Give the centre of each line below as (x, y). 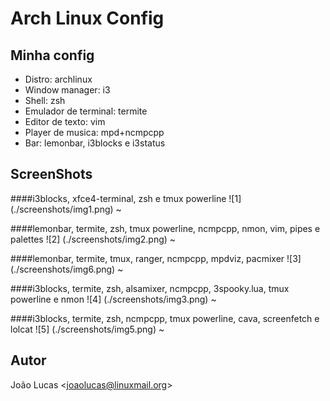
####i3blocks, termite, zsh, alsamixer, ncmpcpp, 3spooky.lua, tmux (150, 288)
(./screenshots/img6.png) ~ (67, 269)
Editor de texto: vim (65, 121)
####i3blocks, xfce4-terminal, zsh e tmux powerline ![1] (126, 198)
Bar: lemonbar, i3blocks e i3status (95, 143)
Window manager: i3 (67, 90)
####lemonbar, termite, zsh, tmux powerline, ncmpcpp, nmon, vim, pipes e (165, 228)
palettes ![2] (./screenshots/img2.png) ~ (93, 239)
